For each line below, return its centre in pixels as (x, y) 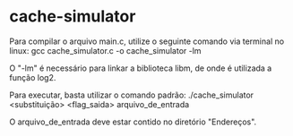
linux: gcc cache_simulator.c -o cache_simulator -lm (105, 50)
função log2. (33, 77)
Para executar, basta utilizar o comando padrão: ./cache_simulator (131, 95)
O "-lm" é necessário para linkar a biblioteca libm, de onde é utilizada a (141, 68)
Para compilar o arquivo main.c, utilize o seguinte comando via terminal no (147, 41)
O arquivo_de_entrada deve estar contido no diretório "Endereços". (133, 122)
